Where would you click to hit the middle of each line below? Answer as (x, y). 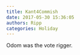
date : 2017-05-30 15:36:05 (40, 17)
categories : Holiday (32, 28)
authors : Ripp (24, 23)
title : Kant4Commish (32, 12)
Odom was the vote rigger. (39, 45)
